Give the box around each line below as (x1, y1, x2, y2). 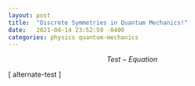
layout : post (8, 11, 51, 20)
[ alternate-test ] (8, 70, 61, 79)
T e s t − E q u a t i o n (106, 55, 158, 64)
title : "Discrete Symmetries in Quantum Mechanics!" (8, 19, 189, 27)
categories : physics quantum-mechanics (8, 33, 139, 41)
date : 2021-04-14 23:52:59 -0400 (8, 26, 125, 34)
